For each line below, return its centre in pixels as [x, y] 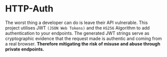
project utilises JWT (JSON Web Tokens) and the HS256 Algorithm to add [78, 27]
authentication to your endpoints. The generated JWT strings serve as [77, 33]
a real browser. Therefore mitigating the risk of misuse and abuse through [83, 43]
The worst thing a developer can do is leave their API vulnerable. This [77, 22]
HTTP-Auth [29, 9]
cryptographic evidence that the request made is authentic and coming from [83, 38]
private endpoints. [25, 49]
